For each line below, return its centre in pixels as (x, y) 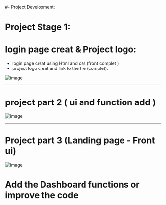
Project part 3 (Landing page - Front (80, 141)
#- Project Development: (30, 7)
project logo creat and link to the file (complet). (60, 68)
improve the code (42, 195)
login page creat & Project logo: (71, 50)
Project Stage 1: (38, 27)
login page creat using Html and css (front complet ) (65, 63)
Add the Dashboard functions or (72, 185)
